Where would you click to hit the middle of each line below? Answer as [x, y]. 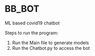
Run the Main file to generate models [51, 43]
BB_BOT [22, 9]
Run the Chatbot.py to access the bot [51, 48]
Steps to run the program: [32, 33]
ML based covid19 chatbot [32, 23]
